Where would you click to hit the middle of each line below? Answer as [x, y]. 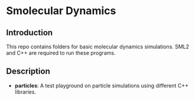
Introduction [30, 33]
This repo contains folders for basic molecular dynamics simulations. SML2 [98, 46]
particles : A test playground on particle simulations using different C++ [102, 85]
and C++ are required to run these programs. [61, 53]
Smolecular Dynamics [61, 11]
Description [28, 71]
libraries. [25, 92]
